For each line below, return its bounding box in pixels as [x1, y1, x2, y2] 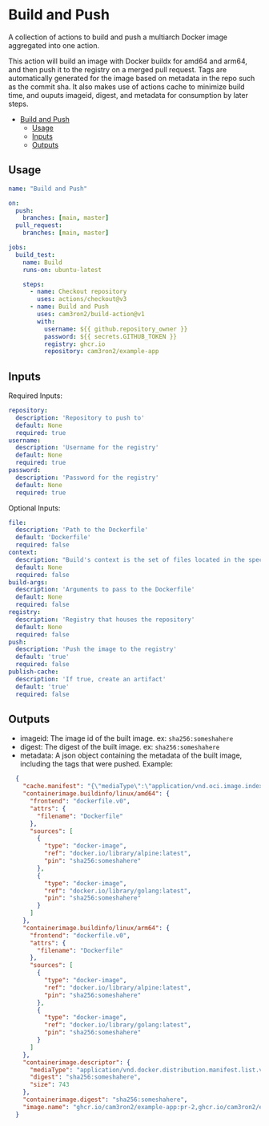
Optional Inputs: [8, 503, 61, 513]
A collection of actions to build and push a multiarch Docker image [8, 32, 228, 42]
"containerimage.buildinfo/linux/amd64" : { [22, 790, 171, 798]
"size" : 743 [29, 1081, 70, 1089]
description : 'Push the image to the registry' [15, 645, 178, 653]
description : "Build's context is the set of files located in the [15, 555, 246, 563]
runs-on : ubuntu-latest [22, 266, 102, 274]
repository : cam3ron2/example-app [43, 348, 159, 356]
